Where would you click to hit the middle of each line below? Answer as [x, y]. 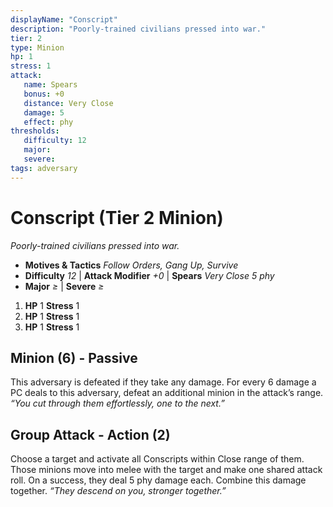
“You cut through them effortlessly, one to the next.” [117, 403]
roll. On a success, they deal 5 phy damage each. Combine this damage [158, 480]
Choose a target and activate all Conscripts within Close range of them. [157, 459]
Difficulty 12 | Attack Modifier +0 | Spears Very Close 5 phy [149, 275]
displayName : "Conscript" [64, 19]
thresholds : [35, 131]
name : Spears [50, 85]
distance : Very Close [68, 103]
